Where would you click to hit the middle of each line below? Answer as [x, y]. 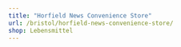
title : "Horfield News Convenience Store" [80, 16]
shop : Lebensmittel [41, 30]
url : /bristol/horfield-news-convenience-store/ [91, 23]
